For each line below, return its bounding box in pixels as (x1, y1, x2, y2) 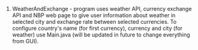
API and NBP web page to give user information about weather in (12, 12, 175, 19)
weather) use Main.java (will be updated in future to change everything (12, 31, 191, 38)
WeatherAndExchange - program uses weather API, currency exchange (12, 5, 192, 12)
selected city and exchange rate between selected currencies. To (12, 18, 177, 25)
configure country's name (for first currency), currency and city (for (12, 24, 183, 32)
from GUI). (12, 38, 39, 45)
